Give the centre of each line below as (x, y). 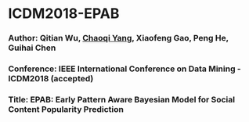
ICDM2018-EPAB (64, 14)
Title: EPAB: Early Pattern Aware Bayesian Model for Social (122, 99)
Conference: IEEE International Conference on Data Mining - (125, 69)
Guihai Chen (32, 48)
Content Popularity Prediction (66, 109)
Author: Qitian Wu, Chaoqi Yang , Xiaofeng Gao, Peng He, (118, 38)
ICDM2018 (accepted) (51, 79)
